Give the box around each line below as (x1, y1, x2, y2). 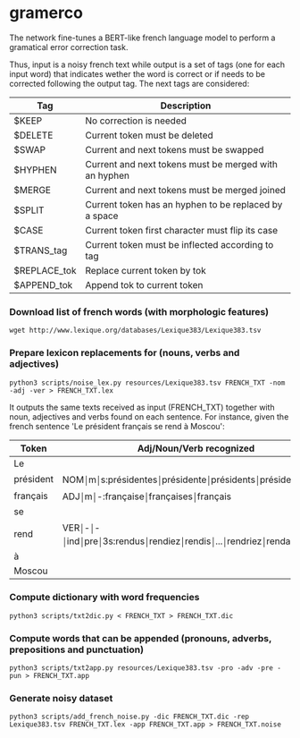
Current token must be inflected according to (85, 238, 274, 250)
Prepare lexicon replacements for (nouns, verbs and (9, 347, 240, 360)
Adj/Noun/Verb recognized (137, 442, 255, 454)
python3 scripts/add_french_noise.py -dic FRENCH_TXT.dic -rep (9, 712, 250, 722)
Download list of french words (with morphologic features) (9, 305, 270, 318)
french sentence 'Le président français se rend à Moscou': (9, 420, 225, 431)
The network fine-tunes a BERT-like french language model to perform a (9, 32, 276, 43)
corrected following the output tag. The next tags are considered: (9, 78, 250, 89)
